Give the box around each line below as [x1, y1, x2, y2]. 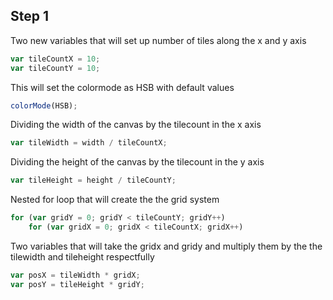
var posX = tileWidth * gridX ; [10, 270, 141, 280]
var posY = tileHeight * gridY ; [10, 279, 145, 289]
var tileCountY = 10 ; [10, 63, 101, 73]
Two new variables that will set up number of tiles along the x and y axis [10, 34, 307, 46]
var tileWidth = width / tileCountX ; [10, 138, 168, 148]
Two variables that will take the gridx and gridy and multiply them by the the [10, 240, 323, 252]
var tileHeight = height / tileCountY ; [10, 175, 177, 186]
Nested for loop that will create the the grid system [10, 194, 220, 206]
